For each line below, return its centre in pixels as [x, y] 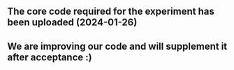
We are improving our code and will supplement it [117, 46]
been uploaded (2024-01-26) [72, 23]
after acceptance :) [50, 57]
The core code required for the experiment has [111, 12]
